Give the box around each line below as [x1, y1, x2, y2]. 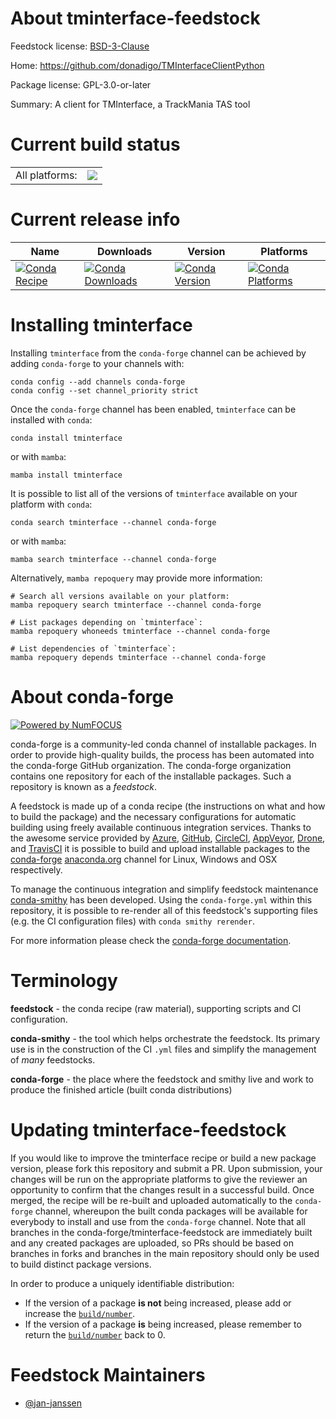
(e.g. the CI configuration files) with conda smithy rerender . [10, 915, 255, 927]
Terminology [10, 969, 118, 992]
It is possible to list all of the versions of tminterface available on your [10, 487, 298, 499]
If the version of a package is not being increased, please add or [24, 1297, 292, 1309]
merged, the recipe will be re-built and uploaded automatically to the [10, 1194, 293, 1206]
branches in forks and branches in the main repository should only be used [10, 1247, 320, 1259]
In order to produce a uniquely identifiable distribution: [10, 1277, 235, 1289]
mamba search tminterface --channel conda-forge [10, 554, 217, 564]
